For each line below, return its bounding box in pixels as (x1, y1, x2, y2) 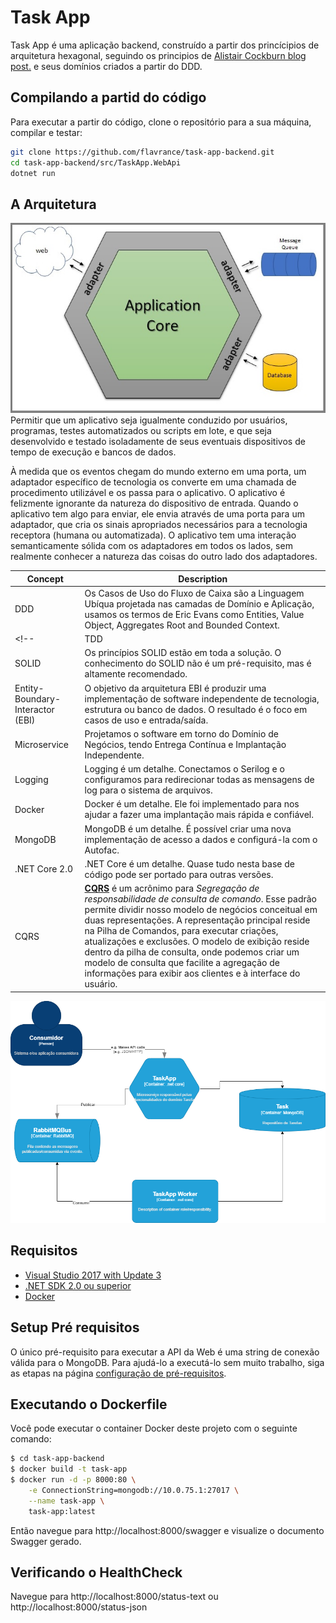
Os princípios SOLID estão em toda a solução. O (84, 647, 282, 659)
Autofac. (84, 844, 120, 856)
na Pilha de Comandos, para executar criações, (84, 925, 279, 937)
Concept (26, 572, 64, 585)
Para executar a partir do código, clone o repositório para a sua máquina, (10, 116, 312, 128)
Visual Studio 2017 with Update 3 (24, 1269, 162, 1281)
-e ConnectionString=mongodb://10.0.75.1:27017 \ (28, 1485, 240, 1495)
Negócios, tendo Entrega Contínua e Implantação (84, 738, 287, 750)
